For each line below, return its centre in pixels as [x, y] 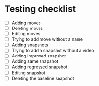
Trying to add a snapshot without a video [53, 51]
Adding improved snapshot [39, 56]
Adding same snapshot [35, 61]
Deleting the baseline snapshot [43, 78]
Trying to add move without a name [47, 39]
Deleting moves [27, 28]
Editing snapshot [29, 73]
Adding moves [26, 23]
